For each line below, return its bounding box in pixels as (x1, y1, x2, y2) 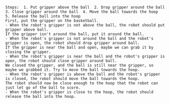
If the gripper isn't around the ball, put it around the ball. (5, 32, 145, 37)
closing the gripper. (5, 49, 51, 55)
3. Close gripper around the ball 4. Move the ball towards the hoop (5, 9, 158, 14)
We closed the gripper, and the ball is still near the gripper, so (5, 63, 154, 68)
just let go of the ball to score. (5, 85, 81, 90)
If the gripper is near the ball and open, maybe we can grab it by (5, 45, 154, 50)
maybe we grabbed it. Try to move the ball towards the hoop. (5, 67, 140, 72)
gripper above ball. (5, 27, 49, 32)
